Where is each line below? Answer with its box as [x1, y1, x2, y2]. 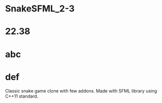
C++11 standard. [5, 93, 39, 99]
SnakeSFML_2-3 [5, 3, 75, 14]
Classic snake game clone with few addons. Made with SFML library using [5, 88, 158, 94]
